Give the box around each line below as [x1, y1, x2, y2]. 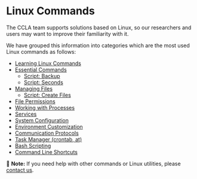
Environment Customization [14, 123, 84, 130]
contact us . [6, 166, 34, 174]
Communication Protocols [14, 129, 79, 137]
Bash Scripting [14, 142, 51, 149]
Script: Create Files [23, 91, 72, 98]
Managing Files [14, 85, 53, 92]
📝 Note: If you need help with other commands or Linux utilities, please [6, 160, 181, 167]
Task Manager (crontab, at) [14, 135, 82, 143]
